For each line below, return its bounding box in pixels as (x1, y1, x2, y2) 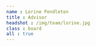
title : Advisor (6, 14, 47, 20)
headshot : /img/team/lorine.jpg (6, 20, 91, 26)
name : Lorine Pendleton (6, 8, 69, 15)
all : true (6, 31, 34, 37)
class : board (6, 25, 42, 32)
